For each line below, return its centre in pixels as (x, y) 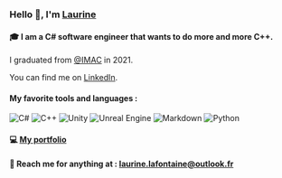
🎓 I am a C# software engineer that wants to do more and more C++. (141, 36)
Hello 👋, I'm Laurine (53, 14)
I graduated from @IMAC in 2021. (71, 60)
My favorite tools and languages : (74, 98)
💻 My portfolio (38, 139)
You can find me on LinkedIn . (64, 78)
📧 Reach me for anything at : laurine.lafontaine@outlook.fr (122, 164)
